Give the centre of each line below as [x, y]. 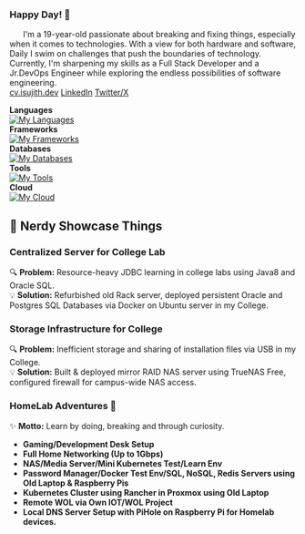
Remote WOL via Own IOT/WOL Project [97, 502]
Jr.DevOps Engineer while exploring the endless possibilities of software [145, 73]
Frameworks [34, 129]
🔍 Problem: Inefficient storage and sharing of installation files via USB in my [153, 349]
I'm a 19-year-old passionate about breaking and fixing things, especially [159, 35]
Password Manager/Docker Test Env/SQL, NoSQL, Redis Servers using [159, 473]
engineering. [33, 83]
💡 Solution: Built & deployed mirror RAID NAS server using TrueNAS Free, [148, 372]
